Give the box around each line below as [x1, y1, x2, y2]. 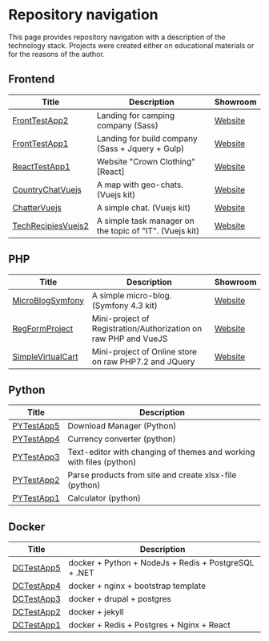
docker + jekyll [68, 607, 124, 618]
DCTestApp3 [12, 594, 62, 605]
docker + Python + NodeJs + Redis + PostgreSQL [68, 558, 255, 569]
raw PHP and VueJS [91, 333, 168, 344]
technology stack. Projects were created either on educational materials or [8, 40, 255, 50]
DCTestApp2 [12, 607, 62, 618]
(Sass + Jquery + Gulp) [96, 143, 185, 154]
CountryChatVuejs [12, 184, 82, 195]
